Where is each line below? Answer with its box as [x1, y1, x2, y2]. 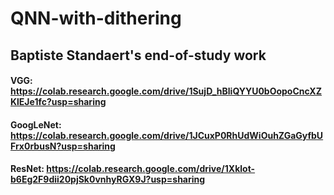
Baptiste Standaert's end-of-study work [10, 47, 267, 64]
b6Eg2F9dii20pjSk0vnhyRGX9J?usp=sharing [10, 173, 206, 186]
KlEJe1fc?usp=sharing [10, 96, 107, 108]
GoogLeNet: [10, 118, 62, 131]
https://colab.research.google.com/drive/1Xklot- [46, 163, 256, 175]
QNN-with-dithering [10, 7, 182, 30]
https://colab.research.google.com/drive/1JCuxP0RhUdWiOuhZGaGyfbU [10, 129, 324, 141]
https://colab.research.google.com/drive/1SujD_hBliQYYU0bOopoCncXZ [10, 85, 322, 97]
